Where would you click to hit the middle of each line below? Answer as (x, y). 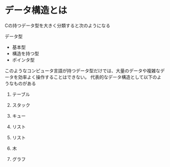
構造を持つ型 (25, 53)
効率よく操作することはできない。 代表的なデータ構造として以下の (88, 77)
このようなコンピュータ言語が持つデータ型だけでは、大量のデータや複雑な (82, 71)
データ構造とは (36, 10)
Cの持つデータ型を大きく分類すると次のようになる (58, 25)
